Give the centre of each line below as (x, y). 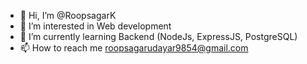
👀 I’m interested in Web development (95, 26)
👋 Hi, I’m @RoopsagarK (68, 15)
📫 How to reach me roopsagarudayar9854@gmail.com (134, 48)
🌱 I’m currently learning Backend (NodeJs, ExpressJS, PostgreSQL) (158, 36)
